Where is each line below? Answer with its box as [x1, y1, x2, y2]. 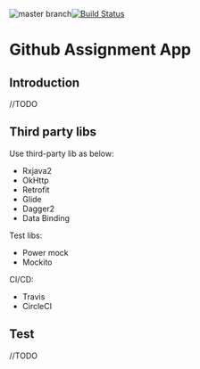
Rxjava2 [21, 165, 52, 176]
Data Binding [21, 212, 70, 223]
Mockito [21, 257, 53, 267]
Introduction [9, 75, 80, 90]
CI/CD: [9, 274, 34, 284]
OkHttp [21, 175, 49, 185]
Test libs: [9, 230, 43, 241]
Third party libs [9, 125, 96, 140]
